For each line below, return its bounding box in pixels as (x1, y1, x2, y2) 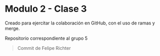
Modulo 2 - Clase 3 (5, 3, 87, 15)
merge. (5, 25, 20, 31)
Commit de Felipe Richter (17, 45, 71, 51)
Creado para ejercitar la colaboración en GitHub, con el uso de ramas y (5, 20, 155, 26)
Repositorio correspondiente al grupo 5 (5, 35, 88, 41)
